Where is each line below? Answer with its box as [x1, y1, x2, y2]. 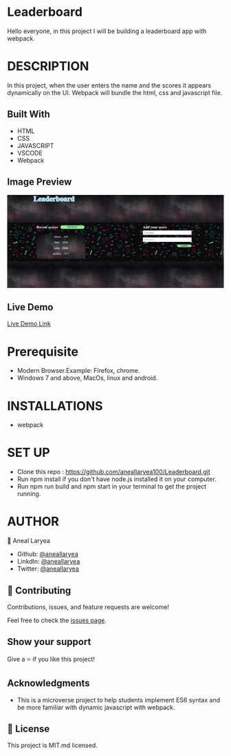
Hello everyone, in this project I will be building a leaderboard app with [7, 27, 207, 35]
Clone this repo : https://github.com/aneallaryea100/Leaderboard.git [16, 468, 211, 476]
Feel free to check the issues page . [7, 616, 107, 624]
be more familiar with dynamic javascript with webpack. [16, 703, 175, 711]
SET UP [7, 445, 50, 460]
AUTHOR [7, 514, 60, 529]
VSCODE [16, 149, 43, 157]
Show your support [7, 636, 91, 648]
